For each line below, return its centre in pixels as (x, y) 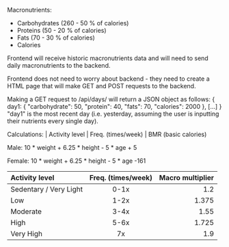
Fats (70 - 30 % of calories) (56, 38)
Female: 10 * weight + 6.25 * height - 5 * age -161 (77, 161)
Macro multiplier (186, 178)
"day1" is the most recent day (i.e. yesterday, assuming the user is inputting (113, 114)
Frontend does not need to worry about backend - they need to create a (108, 79)
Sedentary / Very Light (47, 189)
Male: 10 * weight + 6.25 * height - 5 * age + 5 (72, 147)
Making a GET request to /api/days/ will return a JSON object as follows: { (111, 99)
